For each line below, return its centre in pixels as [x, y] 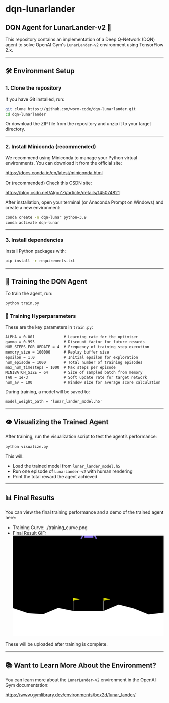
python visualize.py [27, 447]
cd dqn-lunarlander [26, 114]
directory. [15, 129]
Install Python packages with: [36, 251]
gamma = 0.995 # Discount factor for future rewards [75, 342]
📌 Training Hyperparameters [41, 316]
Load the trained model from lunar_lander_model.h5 [66, 466]
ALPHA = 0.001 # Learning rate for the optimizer [72, 337]
